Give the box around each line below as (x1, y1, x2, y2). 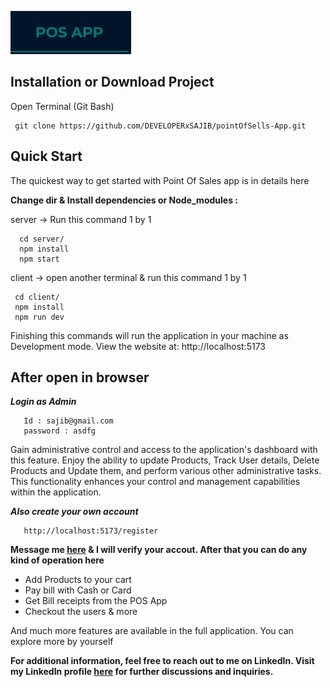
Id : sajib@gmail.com (23, 416, 114, 426)
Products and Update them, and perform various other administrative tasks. (10, 465, 322, 477)
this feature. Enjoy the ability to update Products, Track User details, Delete (10, 454, 320, 466)
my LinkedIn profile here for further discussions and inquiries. (10, 666, 274, 678)
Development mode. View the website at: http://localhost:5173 (10, 340, 266, 352)
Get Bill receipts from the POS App (24, 595, 168, 607)
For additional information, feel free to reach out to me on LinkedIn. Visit (10, 655, 315, 667)
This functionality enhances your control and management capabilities (10, 476, 301, 488)
